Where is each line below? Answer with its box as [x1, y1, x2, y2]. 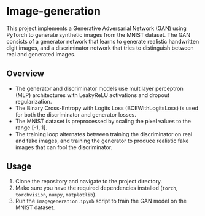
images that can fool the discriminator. [15, 143, 112, 151]
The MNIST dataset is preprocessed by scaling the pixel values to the [15, 117, 191, 125]
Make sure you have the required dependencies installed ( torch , [15, 184, 178, 191]
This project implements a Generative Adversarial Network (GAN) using [6, 25, 187, 32]
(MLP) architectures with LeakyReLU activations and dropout [15, 91, 170, 99]
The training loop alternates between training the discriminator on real [15, 130, 193, 137]
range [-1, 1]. [15, 124, 47, 131]
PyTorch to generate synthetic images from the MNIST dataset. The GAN [6, 31, 191, 38]
